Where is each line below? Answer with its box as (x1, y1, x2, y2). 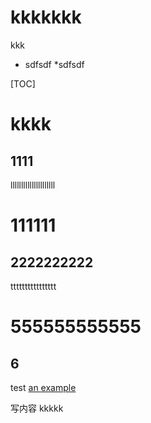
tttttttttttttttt (10, 280, 57, 292)
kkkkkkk (10, 6, 82, 29)
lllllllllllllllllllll (10, 179, 56, 191)
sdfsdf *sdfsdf (24, 58, 85, 70)
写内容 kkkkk (10, 402, 64, 414)
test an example (10, 381, 77, 393)
